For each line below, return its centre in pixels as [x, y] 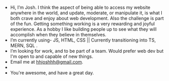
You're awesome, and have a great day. [52, 73]
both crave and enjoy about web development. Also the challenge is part [87, 18]
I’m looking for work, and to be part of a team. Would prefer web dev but [87, 51]
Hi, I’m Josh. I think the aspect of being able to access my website [80, 7]
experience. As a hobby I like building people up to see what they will [83, 29]
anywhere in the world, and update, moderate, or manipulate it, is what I [86, 13]
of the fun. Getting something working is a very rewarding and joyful [82, 24]
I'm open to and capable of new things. [52, 56]
